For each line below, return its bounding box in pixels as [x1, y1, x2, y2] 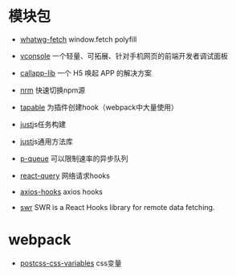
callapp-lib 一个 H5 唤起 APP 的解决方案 [19, 68, 153, 77]
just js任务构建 [19, 119, 67, 129]
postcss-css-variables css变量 [19, 258, 122, 268]
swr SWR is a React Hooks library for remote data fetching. [19, 202, 215, 212]
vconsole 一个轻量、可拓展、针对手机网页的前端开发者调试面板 [19, 51, 229, 60]
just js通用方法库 [19, 136, 74, 146]
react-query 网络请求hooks [19, 171, 111, 180]
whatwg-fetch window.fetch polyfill [19, 34, 137, 44]
